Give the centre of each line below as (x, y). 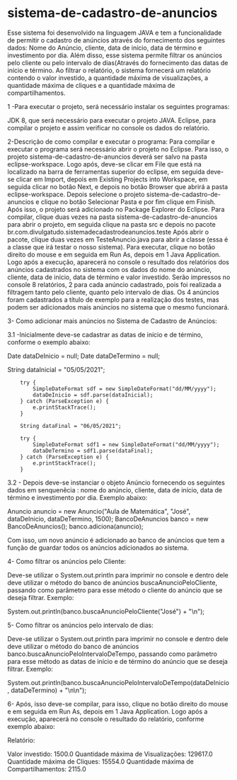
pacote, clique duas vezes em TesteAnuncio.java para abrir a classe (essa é (118, 239)
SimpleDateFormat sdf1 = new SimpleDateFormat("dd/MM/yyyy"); (126, 444)
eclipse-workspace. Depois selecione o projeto (76, 194)
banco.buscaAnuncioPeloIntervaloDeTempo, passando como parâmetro (112, 654)
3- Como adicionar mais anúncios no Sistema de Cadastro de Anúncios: (112, 321)
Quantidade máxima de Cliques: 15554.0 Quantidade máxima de (101, 761)
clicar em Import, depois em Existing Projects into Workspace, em (112, 179)
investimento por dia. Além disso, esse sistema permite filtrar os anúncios (115, 55)
